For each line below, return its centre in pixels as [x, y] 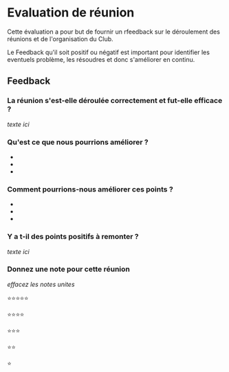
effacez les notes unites [41, 284]
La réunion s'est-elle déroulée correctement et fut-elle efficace [115, 101]
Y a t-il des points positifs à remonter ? [73, 237]
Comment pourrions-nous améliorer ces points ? [90, 189]
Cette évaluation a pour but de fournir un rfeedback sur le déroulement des [113, 32]
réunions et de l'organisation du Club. [60, 38]
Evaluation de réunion [71, 13]
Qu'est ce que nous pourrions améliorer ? [78, 142]
